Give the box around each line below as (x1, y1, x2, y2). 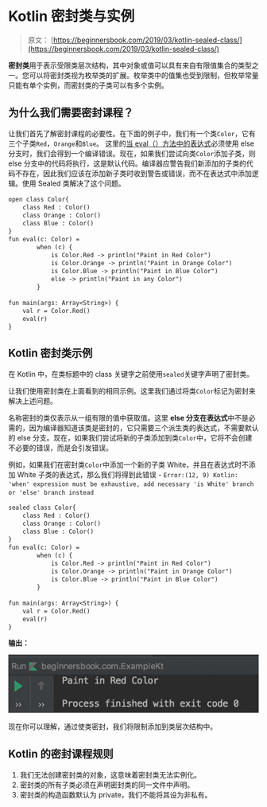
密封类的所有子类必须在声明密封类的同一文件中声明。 (19, 780, 195, 789)
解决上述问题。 (8, 396, 57, 405)
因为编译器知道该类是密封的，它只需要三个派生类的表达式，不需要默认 (29, 423, 259, 433)
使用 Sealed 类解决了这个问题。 (21, 178, 126, 188)
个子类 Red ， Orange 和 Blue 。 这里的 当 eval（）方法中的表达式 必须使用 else (14, 139, 254, 148)
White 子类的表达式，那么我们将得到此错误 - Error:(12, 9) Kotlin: (17, 469, 238, 479)
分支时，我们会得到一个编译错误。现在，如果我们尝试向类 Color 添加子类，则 (8, 148, 256, 158)
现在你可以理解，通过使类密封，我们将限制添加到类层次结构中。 (8, 722, 217, 731)
